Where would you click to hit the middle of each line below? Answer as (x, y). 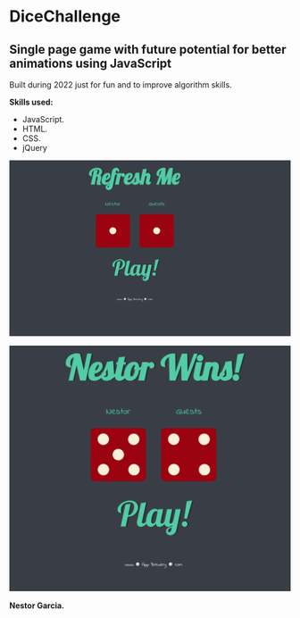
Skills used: (31, 102)
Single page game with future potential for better (148, 50)
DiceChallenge (65, 17)
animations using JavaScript (91, 63)
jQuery (34, 148)
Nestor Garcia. (37, 605)
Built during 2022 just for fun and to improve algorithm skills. (121, 85)
